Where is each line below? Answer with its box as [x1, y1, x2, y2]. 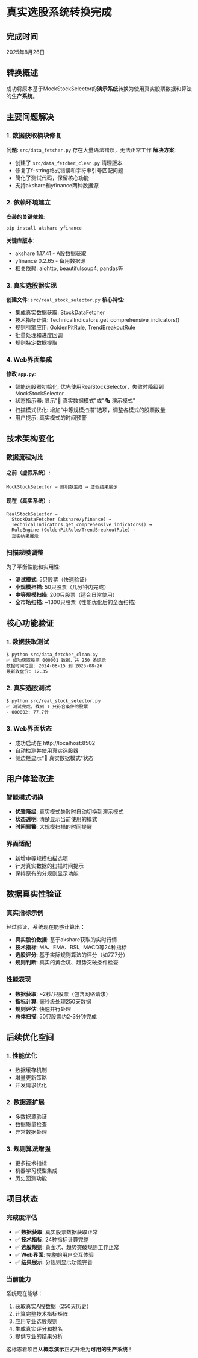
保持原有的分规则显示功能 [14, 869, 79, 877]
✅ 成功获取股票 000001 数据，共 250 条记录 [6, 657, 107, 663]
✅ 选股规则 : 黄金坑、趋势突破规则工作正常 [14, 1243, 119, 1251]
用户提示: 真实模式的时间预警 [14, 414, 87, 421]
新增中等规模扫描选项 [14, 854, 68, 862]
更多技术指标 [14, 1159, 47, 1166]
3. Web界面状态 [6, 725, 52, 733]
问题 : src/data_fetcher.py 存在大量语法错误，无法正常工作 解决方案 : [6, 146, 176, 154]
